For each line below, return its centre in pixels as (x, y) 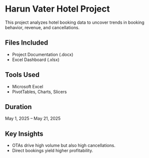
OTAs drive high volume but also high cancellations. (64, 145)
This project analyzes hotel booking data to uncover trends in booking (75, 22)
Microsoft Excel (28, 86)
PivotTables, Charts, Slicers (39, 92)
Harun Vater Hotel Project (58, 9)
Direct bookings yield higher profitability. (52, 151)
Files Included (27, 43)
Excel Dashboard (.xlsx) (36, 60)
